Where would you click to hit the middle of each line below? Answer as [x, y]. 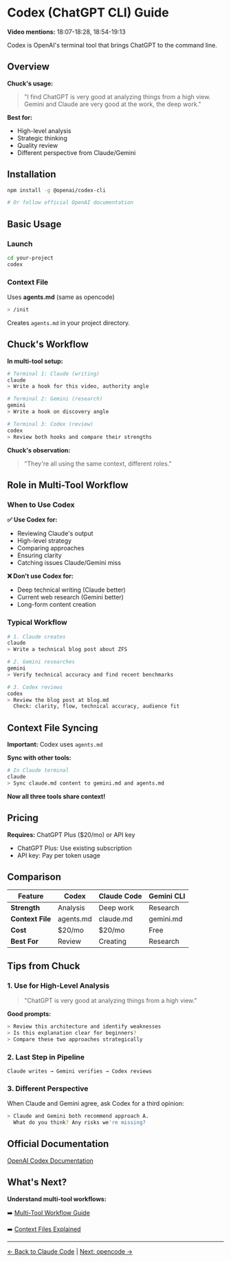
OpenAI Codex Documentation [51, 1160]
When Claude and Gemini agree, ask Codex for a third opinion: [96, 1104]
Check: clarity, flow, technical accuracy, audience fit [97, 706]
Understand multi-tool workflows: [57, 1199]
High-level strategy [44, 541]
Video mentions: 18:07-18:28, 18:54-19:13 [66, 32]
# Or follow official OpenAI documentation [70, 203]
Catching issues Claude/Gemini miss [69, 563]
